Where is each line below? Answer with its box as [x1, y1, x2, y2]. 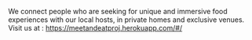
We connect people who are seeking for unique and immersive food [8, 7, 228, 16]
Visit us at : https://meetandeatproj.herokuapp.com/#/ [8, 24, 183, 32]
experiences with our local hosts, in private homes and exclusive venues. [8, 15, 245, 24]
